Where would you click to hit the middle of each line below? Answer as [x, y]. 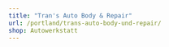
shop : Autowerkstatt [43, 30]
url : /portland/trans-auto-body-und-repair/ [85, 23]
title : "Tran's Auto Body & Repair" [70, 16]
